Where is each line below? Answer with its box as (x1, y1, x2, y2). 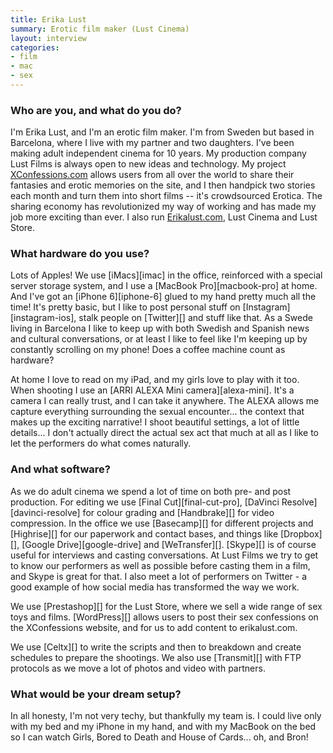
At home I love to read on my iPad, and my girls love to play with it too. (10, 374, 300, 386)
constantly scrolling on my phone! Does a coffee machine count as (10, 344, 286, 356)
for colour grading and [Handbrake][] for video (82, 506, 275, 518)
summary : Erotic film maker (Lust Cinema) (10, 24, 190, 34)
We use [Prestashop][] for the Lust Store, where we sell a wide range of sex (10, 600, 323, 612)
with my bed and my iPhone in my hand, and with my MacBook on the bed (10, 721, 317, 733)
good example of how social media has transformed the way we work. (10, 581, 300, 593)
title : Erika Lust (10, 14, 87, 25)
